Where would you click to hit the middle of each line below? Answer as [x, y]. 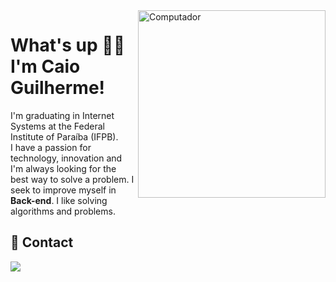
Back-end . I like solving [59, 200]
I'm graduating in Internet [62, 115]
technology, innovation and [66, 158]
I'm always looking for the [63, 168]
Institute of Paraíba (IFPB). [64, 136]
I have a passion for [51, 147]
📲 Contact [42, 242]
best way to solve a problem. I [72, 179]
